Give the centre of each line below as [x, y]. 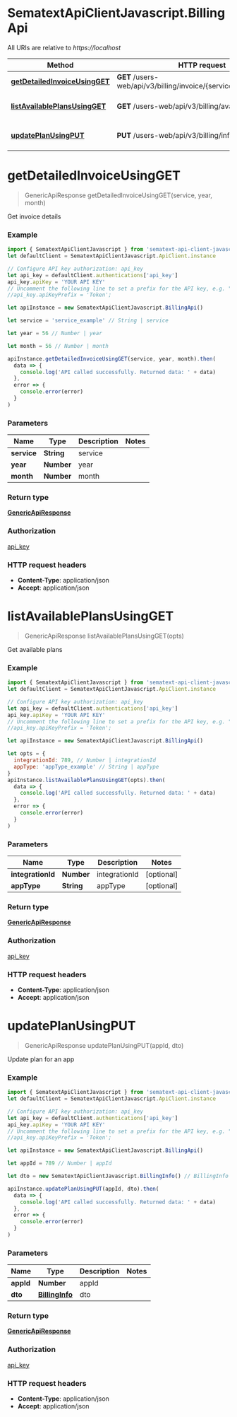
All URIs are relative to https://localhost [64, 47]
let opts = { [26, 754]
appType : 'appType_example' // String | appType [86, 766]
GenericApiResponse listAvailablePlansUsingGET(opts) [104, 636]
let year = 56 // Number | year [55, 334]
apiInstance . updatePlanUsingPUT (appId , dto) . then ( [83, 1189]
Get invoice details [34, 216]
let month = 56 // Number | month [58, 346]
